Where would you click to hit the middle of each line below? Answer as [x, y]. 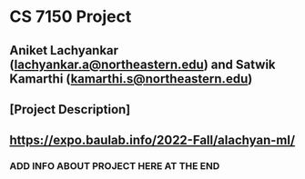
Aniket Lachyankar [64, 50]
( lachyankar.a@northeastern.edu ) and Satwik [142, 64]
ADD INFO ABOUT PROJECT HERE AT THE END [115, 166]
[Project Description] [70, 109]
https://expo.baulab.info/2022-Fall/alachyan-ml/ [152, 140]
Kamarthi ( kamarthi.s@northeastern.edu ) [131, 79]
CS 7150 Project [71, 17]
